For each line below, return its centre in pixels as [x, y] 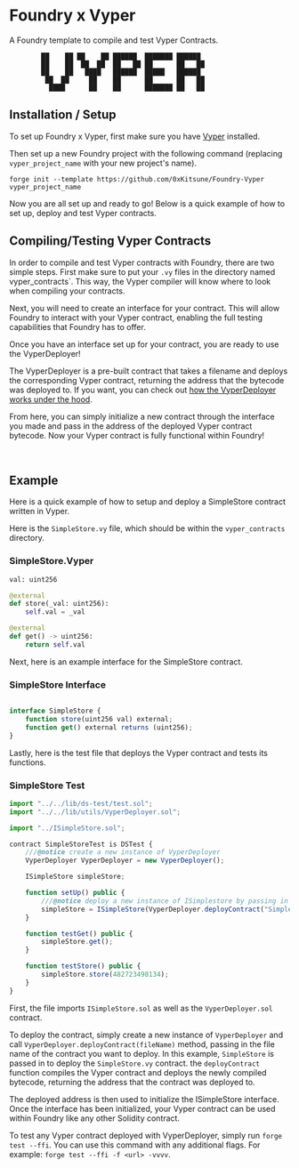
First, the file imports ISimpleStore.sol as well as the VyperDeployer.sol [141, 1008]
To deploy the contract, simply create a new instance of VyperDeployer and [146, 1035]
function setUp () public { [75, 893]
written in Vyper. [39, 512]
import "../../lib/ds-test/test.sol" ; [81, 803]
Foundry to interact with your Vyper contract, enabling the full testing [136, 318]
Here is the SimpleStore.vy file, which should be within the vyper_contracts [147, 528]
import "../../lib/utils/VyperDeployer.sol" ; [95, 812]
